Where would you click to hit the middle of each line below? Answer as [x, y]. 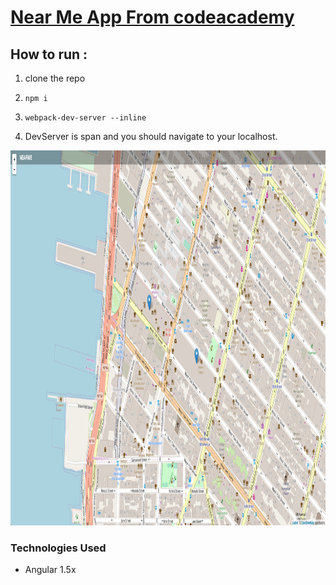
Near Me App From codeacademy [152, 17]
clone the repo [55, 78]
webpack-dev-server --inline [85, 118]
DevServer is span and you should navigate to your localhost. [151, 136]
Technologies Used [58, 548]
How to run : [49, 54]
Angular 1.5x [50, 570]
